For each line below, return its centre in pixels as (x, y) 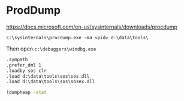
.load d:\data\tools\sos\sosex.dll (51, 82)
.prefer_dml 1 (24, 65)
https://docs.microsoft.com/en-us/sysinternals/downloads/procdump (92, 27)
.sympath (17, 59)
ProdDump (34, 10)
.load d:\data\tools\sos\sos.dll (48, 76)
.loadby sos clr (26, 71)
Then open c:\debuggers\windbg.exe (51, 49)
